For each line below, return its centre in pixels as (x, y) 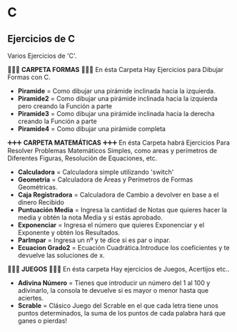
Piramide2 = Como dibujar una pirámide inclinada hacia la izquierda (117, 98)
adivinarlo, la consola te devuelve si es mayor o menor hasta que (113, 290)
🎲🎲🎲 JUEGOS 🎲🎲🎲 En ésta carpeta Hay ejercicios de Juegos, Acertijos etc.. (118, 269)
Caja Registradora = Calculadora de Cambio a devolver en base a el (118, 194)
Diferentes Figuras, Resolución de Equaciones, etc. (82, 158)
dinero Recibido (41, 202)
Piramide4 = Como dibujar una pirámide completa (92, 129)
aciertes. (31, 298)
